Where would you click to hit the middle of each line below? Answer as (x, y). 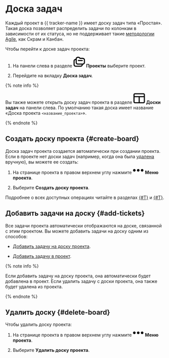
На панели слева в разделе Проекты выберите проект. (79, 66)
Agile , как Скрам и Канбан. (35, 39)
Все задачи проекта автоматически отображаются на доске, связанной (83, 225)
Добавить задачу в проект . (42, 256)
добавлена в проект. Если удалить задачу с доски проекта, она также (81, 281)
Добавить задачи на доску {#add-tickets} (75, 214)
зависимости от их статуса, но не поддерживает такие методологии (80, 34)
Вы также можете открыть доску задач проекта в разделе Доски (83, 102)
